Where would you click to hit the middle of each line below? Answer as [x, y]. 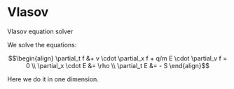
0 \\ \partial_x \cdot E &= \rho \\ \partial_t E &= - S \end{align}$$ [118, 65]
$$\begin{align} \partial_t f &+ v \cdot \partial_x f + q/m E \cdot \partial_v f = [118, 58]
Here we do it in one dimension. [53, 79]
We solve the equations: [42, 44]
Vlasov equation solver [40, 31]
